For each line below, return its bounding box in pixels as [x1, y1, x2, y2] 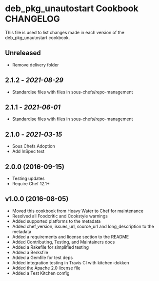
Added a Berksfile [12, 249, 49, 255]
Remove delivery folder [12, 62, 59, 67]
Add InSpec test [12, 149, 45, 154]
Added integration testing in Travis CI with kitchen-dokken [12, 259, 129, 265]
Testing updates [12, 175, 45, 181]
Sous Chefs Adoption [12, 143, 55, 149]
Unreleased [5, 49, 41, 57]
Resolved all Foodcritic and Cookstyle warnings [12, 213, 108, 219]
